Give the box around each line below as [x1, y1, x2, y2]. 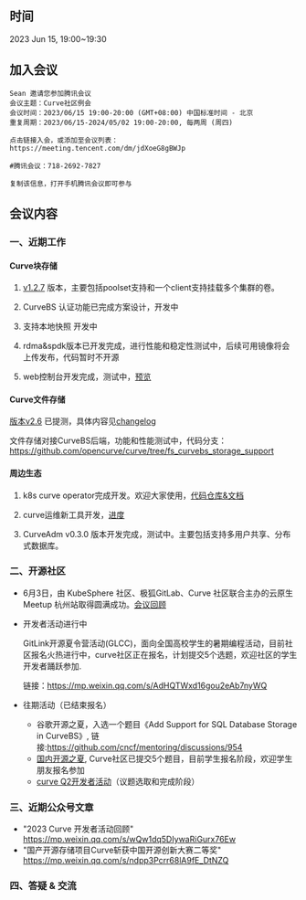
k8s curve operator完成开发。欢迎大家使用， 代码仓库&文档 [22, 490, 245, 501]
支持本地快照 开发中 [22, 321, 98, 332]
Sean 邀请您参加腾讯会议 [9, 89, 91, 98]
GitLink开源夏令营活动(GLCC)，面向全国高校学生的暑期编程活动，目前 [22, 638, 286, 649]
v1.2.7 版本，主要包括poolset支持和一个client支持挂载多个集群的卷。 [22, 282, 280, 293]
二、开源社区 [9, 565, 67, 577]
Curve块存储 [9, 259, 58, 271]
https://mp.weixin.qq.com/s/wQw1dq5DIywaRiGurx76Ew [22, 834, 236, 845]
